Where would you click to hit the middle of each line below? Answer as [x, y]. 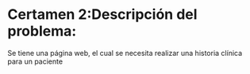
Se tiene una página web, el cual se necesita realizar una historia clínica [125, 53]
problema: [42, 31]
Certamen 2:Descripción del [102, 15]
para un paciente [35, 61]
